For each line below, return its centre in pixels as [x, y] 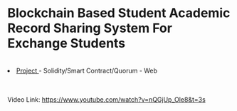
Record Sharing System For [90, 28]
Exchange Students [67, 43]
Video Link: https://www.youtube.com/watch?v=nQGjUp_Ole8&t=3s [107, 99]
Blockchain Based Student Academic [119, 13]
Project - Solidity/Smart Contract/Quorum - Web [87, 70]
